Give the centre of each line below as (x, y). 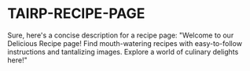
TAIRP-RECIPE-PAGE (76, 14)
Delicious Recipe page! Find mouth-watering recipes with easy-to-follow (125, 43)
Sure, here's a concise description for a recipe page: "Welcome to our (121, 35)
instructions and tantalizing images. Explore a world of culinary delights (123, 51)
